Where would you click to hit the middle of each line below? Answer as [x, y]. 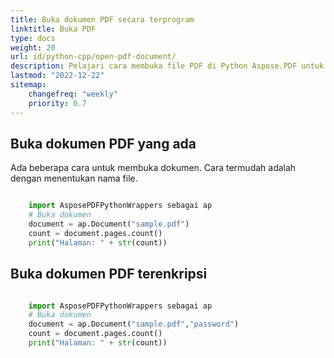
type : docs [33, 38]
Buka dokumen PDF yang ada [103, 143]
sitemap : [28, 85]
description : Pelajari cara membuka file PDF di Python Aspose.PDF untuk [167, 66]
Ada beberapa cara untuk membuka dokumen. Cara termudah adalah [153, 168]
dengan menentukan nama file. [74, 178]
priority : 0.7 [57, 103]
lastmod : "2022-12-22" [57, 76]
